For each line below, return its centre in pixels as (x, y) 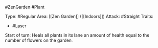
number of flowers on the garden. (39, 40)
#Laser (19, 26)
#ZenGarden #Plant (25, 7)
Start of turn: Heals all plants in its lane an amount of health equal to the (77, 35)
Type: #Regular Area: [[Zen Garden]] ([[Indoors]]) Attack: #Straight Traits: (79, 16)
